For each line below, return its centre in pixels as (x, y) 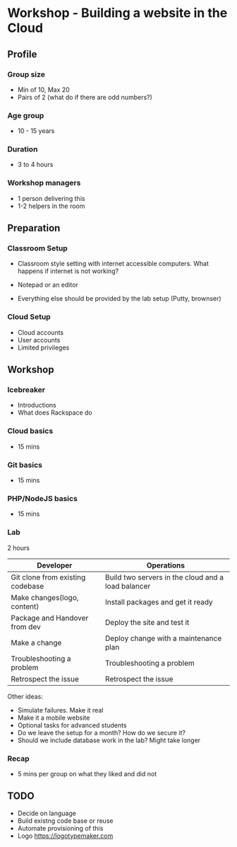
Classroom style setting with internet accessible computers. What (113, 264)
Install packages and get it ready (159, 601)
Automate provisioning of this (60, 828)
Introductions (37, 405)
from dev (26, 626)
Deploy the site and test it (147, 622)
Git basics (25, 465)
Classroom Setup (38, 248)
